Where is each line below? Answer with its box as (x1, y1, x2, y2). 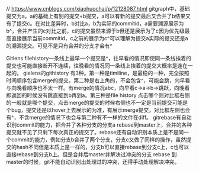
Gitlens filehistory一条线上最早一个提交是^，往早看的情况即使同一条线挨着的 (6, 55, 191, 62)
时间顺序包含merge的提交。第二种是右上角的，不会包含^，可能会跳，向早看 (6, 77, 191, 84)
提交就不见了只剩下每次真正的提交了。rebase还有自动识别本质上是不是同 (6, 129, 184, 135)
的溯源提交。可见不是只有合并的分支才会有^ (6, 42, 113, 49)
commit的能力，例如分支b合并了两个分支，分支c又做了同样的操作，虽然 (11, 136, 187, 143)
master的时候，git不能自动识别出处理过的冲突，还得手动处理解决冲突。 (6, 159, 179, 165)
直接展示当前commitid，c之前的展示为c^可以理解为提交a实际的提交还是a (11, 35, 188, 41)
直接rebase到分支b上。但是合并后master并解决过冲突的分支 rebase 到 (6, 151, 177, 158)
